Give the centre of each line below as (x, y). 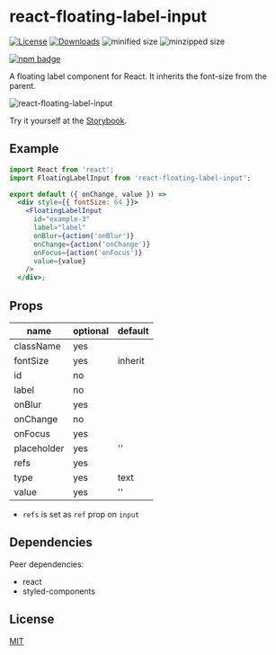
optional (91, 331)
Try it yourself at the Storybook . (68, 120)
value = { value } (60, 261)
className (37, 346)
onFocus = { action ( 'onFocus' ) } (88, 252)
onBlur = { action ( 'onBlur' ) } (84, 235)
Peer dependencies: (47, 564)
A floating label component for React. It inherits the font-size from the (138, 76)
